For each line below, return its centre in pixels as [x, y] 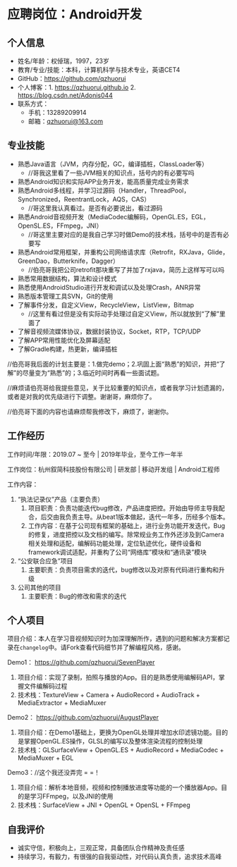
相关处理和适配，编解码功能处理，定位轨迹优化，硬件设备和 [115, 543]
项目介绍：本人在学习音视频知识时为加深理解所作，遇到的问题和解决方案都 [115, 639]
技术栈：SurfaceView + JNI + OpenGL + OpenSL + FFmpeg [104, 805]
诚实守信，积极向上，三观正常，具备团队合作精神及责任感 [101, 848]
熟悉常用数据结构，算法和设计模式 [67, 278]
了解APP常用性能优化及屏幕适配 [64, 340]
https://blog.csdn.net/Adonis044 [65, 95]
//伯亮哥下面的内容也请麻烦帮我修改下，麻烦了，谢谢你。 [90, 411]
